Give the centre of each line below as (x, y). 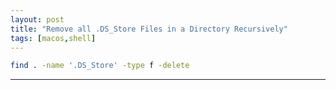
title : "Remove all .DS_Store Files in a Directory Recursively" (149, 29)
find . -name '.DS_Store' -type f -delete (100, 66)
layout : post (37, 19)
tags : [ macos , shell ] (53, 38)
